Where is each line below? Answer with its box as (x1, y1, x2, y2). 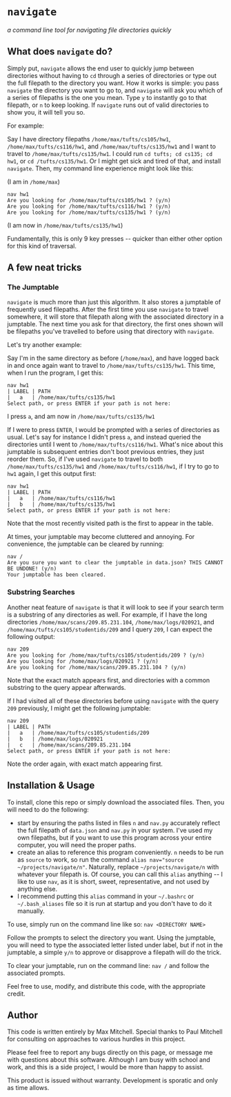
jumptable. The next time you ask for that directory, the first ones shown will (7, 320, 223, 328)
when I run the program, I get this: (7, 368, 104, 377)
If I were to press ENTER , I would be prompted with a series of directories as (7, 426, 220, 434)
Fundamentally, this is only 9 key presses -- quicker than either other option (7, 234, 223, 243)
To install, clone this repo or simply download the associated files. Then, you (7, 798, 225, 806)
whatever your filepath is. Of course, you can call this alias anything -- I (17, 870, 223, 878)
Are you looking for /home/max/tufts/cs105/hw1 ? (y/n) (7, 197, 171, 204)
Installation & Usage (7, 780, 95, 791)
